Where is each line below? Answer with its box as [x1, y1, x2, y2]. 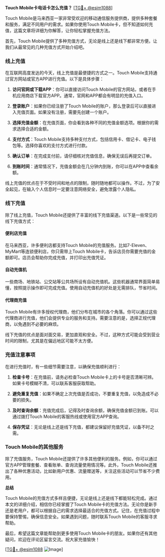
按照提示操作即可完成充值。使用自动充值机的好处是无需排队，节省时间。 [13, 285, 160, 290]
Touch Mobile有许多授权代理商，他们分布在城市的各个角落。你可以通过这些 [5, 309, 158, 315]
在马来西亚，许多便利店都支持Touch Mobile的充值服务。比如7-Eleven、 [5, 242, 150, 248]
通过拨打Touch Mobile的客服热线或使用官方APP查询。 [12, 414, 122, 419]
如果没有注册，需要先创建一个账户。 [38, 109, 111, 115]
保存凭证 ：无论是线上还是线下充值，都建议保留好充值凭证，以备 [12, 424, 141, 430]
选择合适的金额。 [16, 126, 52, 132]
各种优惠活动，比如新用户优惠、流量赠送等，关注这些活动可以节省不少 [13, 468, 156, 474]
